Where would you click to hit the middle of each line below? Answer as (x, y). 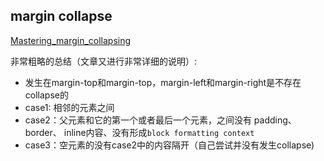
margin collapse (61, 16)
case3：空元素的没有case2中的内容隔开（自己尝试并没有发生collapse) (169, 145)
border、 (43, 132)
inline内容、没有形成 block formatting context (159, 132)
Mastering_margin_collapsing (71, 40)
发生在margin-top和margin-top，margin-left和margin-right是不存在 (163, 82)
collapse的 (46, 95)
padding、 (275, 120)
